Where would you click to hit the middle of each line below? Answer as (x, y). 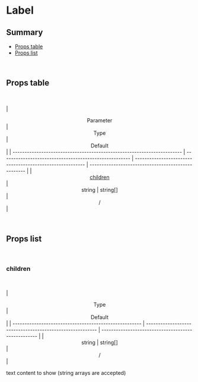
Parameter (100, 120)
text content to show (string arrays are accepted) (66, 372)
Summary (25, 32)
